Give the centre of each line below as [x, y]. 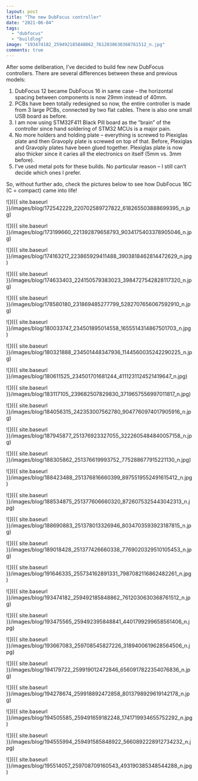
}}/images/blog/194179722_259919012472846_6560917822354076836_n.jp [98, 669]
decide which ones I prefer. [48, 173]
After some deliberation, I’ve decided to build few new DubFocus [85, 67]
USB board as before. [41, 116]
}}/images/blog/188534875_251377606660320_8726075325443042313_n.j [98, 501]
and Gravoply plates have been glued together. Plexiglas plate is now [99, 147]
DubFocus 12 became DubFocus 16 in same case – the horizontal [94, 91]
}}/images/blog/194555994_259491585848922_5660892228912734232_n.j [98, 741]
